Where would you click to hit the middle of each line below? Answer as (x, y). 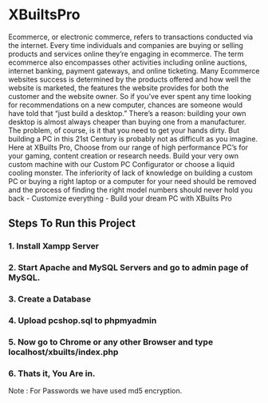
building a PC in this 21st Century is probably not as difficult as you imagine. (133, 138)
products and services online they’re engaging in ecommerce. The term (126, 54)
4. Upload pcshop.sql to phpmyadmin (83, 321)
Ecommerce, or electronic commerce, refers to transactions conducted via (131, 37)
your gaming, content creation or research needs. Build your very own (124, 156)
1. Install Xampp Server (54, 246)
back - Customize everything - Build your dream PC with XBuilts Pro (120, 198)
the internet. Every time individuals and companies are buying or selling (126, 45)
